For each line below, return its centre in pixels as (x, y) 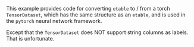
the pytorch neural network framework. (54, 21)
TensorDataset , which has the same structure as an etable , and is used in (96, 15)
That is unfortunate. (30, 38)
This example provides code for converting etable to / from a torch (88, 9)
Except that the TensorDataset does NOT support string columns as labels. (97, 32)
